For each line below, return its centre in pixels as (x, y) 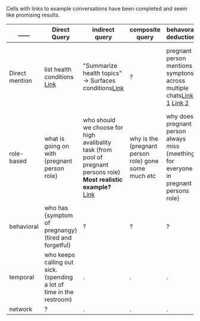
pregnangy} (61, 230)
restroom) (58, 299)
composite (145, 29)
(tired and (58, 238)
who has (56, 208)
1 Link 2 (178, 103)
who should (99, 120)
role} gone (144, 161)
